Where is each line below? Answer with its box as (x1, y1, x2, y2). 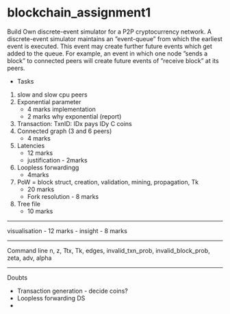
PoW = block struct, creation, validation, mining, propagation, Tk (16, 178, 199, 186)
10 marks (27, 207, 53, 215)
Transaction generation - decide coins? (16, 287, 128, 295)
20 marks (27, 185, 55, 193)
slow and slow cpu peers (16, 90, 88, 99)
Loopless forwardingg (16, 163, 79, 171)
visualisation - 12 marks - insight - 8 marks (7, 226, 128, 234)
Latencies (16, 141, 45, 149)
